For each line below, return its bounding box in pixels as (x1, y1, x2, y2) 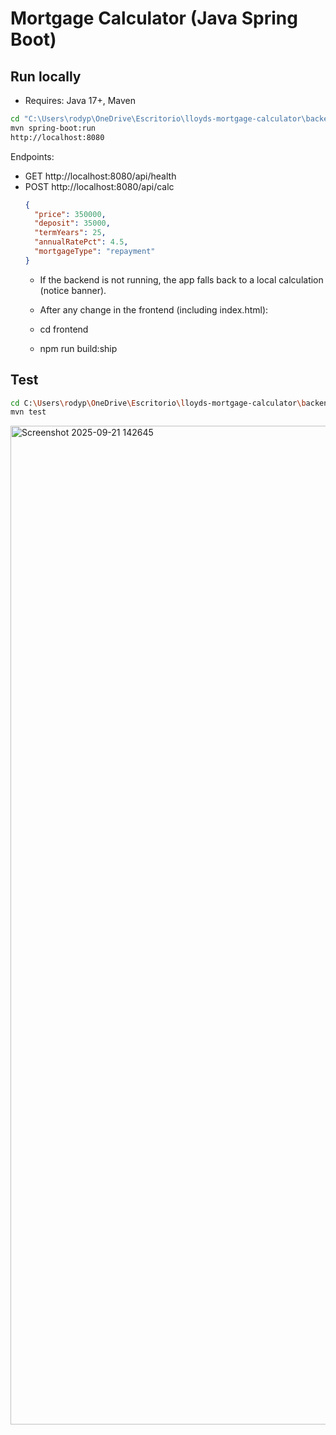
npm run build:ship (39, 342, 118, 354)
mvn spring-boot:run (10, 123, 97, 133)
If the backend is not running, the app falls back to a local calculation (39, 273, 324, 286)
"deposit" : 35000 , (34, 218, 111, 229)
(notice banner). (39, 284, 107, 296)
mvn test (10, 407, 47, 417)
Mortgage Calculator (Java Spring (10, 7, 298, 30)
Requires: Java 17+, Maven (24, 95, 136, 106)
